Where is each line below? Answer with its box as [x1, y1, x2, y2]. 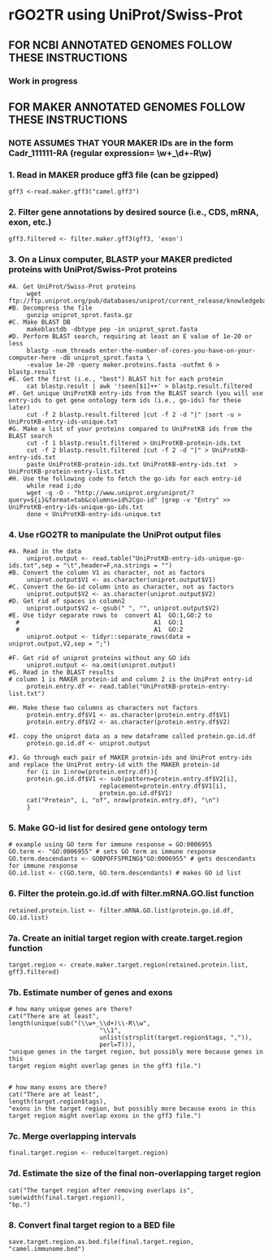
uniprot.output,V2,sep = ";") [8, 640, 111, 648]
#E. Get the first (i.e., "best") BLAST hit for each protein [8, 375, 223, 383]
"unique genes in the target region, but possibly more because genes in [8, 1048, 264, 1056]
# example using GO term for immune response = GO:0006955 [8, 841, 213, 849]
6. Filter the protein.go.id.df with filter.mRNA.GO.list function [8, 888, 254, 899]
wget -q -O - [26, 489, 71, 497]
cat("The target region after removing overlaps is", [8, 1186, 195, 1194]
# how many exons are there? [8, 1084, 107, 1092]
